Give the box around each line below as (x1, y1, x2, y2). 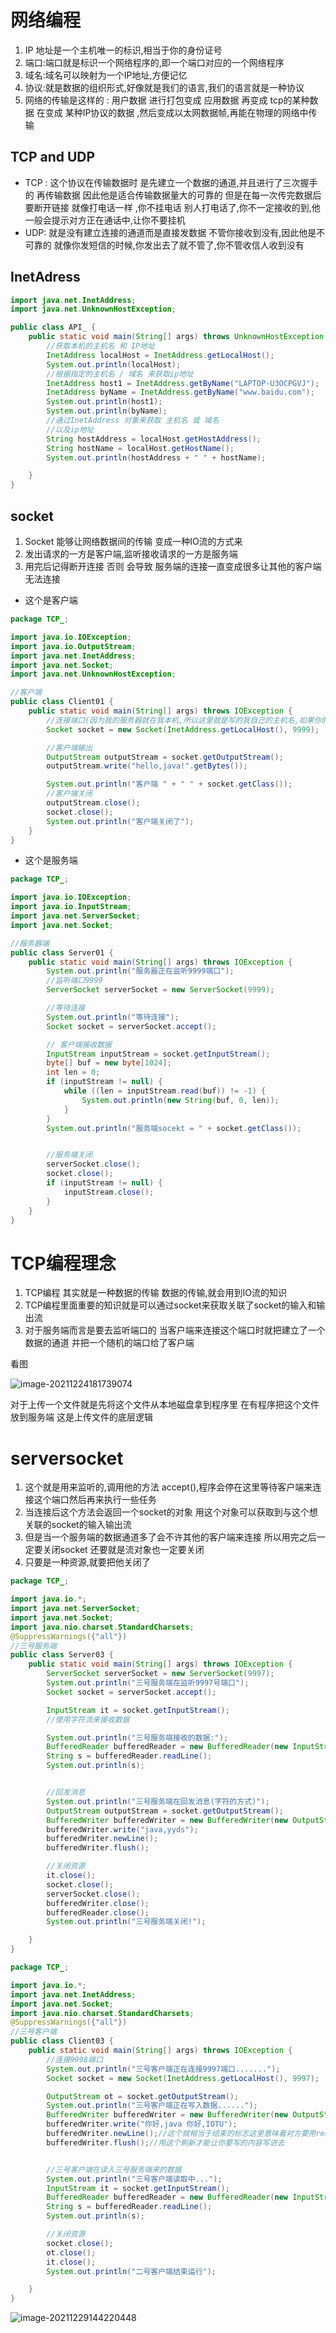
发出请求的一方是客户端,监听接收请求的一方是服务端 (24, 548, 238, 560)
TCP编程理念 (10, 1252, 117, 1275)
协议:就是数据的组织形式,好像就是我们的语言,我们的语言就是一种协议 (24, 81, 305, 93)
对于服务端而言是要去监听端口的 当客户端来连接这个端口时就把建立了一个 (24, 1324, 326, 1336)
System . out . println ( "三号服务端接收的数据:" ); (46, 1732, 229, 1743)
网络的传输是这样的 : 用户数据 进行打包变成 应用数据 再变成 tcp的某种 (24, 94, 310, 106)
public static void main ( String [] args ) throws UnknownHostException (28, 332, 325, 342)
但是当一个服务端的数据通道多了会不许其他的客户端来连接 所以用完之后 (24, 1531, 317, 1543)
